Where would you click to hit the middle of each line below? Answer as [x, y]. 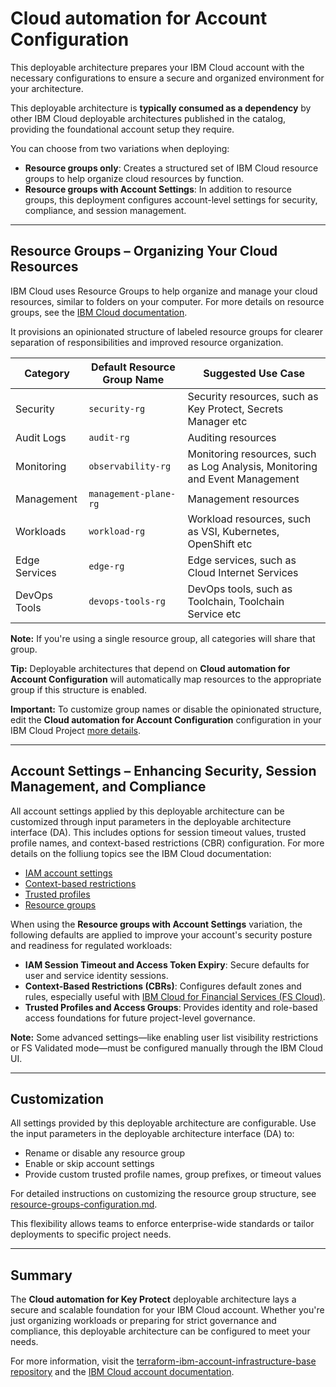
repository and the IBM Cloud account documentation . [122, 1372]
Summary [41, 1275]
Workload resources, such [249, 519]
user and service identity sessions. [96, 975]
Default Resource [133, 367]
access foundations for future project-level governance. [140, 1018]
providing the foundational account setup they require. [122, 129]
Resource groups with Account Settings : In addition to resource [158, 189]
